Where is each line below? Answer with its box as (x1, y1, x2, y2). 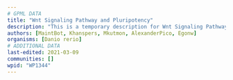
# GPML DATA (7, 10, 42, 17)
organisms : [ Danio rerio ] (7, 36, 82, 43)
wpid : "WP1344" (7, 62, 51, 69)
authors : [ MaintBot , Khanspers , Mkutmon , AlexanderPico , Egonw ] (7, 29, 197, 37)
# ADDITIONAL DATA (7, 42, 60, 49)
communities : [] (7, 56, 54, 63)
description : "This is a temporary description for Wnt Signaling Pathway (7, 23, 228, 30)
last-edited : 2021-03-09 (7, 49, 79, 56)
